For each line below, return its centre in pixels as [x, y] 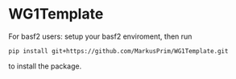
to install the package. [45, 66]
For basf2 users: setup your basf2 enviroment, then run [100, 36]
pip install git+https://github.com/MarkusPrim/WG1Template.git [118, 51]
